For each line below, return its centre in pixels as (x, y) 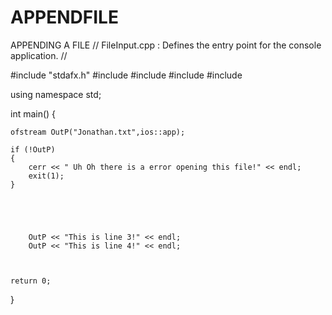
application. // (39, 55)
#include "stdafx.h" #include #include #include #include (126, 75)
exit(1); (46, 176)
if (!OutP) (33, 149)
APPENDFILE (64, 17)
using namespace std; (56, 94)
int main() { (33, 113)
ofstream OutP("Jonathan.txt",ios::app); (98, 132)
